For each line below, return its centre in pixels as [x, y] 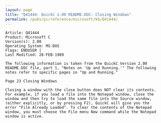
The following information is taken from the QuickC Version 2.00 [76, 64]
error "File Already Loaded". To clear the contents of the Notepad [78, 108]
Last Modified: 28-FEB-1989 [35, 55]
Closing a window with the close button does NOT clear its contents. [81, 90]
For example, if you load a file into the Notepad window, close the [80, 94]
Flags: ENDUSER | [23, 51]
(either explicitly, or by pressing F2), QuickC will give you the [77, 103]
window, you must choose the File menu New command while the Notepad [81, 112]
